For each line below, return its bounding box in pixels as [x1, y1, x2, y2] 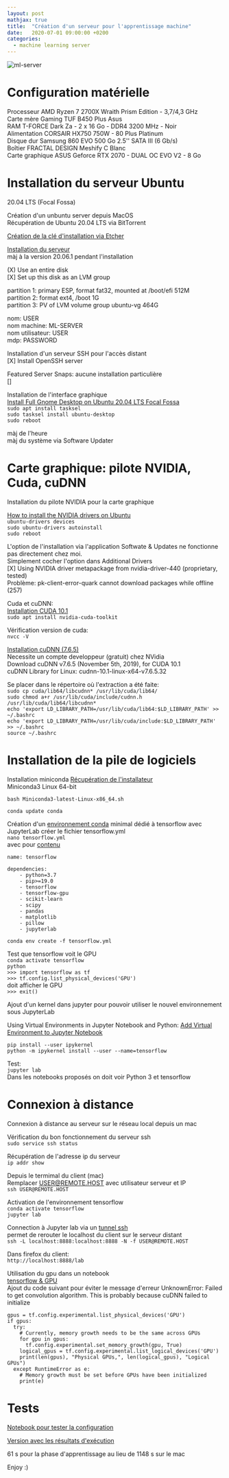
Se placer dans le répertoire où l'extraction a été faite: [7, 680, 159, 688]
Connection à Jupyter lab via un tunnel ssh [7, 1223, 128, 1232]
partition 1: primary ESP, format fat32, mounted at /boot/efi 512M [7, 286, 190, 294]
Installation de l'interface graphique [7, 390, 108, 399]
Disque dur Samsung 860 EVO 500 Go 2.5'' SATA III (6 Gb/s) [7, 137, 178, 145]
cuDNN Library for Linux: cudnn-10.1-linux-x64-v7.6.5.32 [7, 667, 167, 675]
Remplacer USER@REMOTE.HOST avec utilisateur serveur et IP [7, 1178, 186, 1187]
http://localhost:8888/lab [7, 1257, 84, 1264]
